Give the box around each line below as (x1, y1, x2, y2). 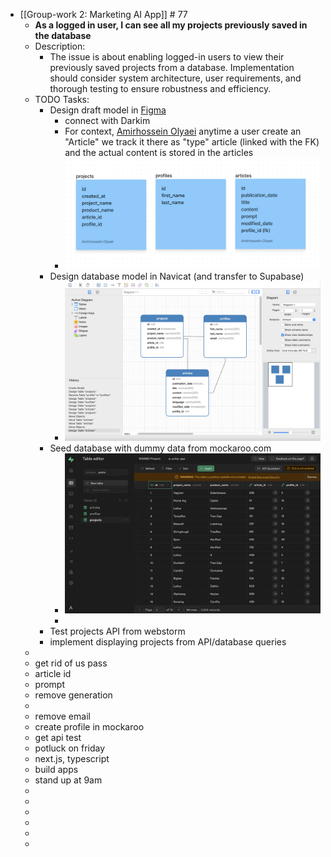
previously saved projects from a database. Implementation (49, 62, 295, 73)
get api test (34, 731, 82, 743)
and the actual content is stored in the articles (64, 147, 254, 158)
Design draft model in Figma (49, 104, 167, 116)
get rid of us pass (34, 657, 108, 669)
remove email (34, 710, 91, 722)
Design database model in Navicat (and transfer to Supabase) (49, 270, 305, 282)
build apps (34, 763, 79, 775)
